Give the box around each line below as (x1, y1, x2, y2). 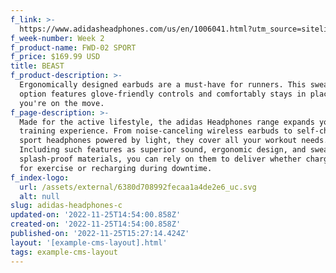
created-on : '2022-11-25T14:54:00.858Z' (10, 219, 182, 230)
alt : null (19, 191, 60, 201)
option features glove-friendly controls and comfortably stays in (19, 89, 307, 99)
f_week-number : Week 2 (10, 33, 105, 43)
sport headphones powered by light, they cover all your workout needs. (19, 136, 329, 146)
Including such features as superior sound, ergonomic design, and (19, 145, 307, 155)
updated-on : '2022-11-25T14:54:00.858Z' (10, 210, 182, 220)
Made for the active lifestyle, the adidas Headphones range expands (19, 117, 315, 127)
